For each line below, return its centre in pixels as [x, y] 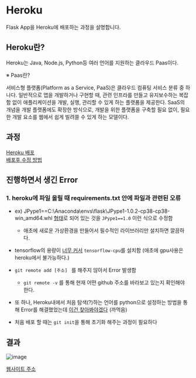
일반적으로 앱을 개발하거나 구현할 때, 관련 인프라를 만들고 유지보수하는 [98, 95]
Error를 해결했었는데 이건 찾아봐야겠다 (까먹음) [74, 310]
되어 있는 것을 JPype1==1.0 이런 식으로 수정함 [121, 218]
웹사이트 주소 [21, 369]
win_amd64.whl [33, 218]
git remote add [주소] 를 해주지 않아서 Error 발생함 [75, 270]
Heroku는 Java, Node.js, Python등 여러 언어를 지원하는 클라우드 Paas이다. [92, 63]
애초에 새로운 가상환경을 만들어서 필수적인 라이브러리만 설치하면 [96, 231]
